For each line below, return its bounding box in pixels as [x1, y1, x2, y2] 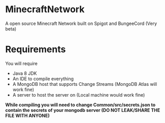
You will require [5, 60, 38, 67]
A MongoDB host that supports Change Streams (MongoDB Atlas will [12, 81, 157, 87]
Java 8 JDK [12, 70, 37, 76]
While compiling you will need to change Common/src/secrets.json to [5, 102, 156, 108]
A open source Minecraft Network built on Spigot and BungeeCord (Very [5, 20, 157, 26]
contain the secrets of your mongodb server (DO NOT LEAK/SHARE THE [5, 107, 160, 113]
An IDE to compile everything [12, 75, 74, 82]
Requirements [5, 44, 66, 55]
